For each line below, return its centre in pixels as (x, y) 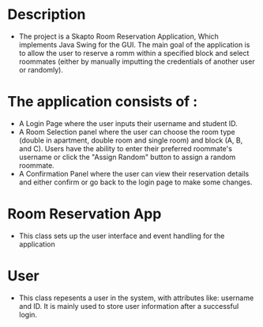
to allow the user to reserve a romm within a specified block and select (134, 53)
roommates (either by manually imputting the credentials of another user (137, 61)
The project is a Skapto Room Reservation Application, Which (118, 36)
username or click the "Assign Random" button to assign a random (127, 157)
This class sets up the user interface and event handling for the (122, 236)
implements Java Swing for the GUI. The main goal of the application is (134, 44)
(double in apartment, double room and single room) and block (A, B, (131, 140)
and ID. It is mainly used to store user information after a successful (129, 306)
